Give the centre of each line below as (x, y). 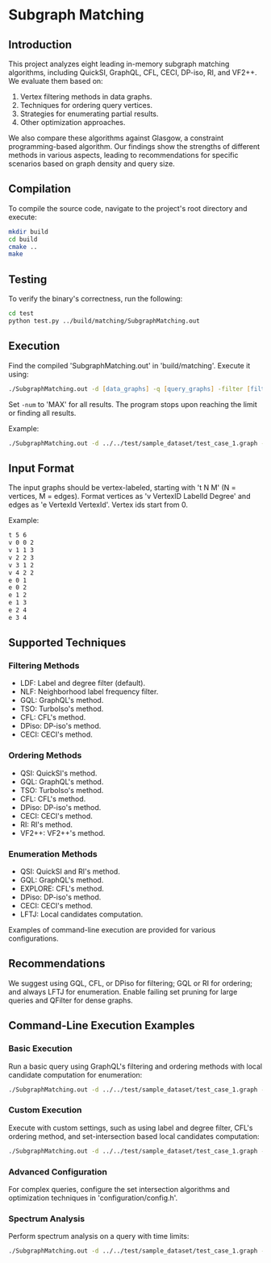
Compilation (40, 189)
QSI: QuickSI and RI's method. (70, 871)
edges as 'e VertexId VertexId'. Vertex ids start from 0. (98, 505)
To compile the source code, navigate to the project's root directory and (128, 208)
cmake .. (23, 247)
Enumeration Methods (53, 854)
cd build (23, 239)
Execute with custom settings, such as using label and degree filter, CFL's (131, 1128)
